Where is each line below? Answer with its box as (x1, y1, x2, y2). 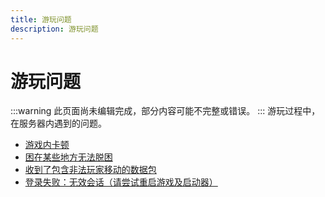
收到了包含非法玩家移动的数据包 (24, 164, 157, 176)
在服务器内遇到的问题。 (10, 117, 107, 130)
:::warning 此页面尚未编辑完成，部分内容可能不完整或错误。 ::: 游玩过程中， (10, 105, 321, 117)
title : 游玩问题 (10, 14, 72, 25)
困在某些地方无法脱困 (24, 151, 113, 163)
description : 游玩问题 (10, 24, 99, 34)
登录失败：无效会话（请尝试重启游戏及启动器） (24, 176, 218, 188)
